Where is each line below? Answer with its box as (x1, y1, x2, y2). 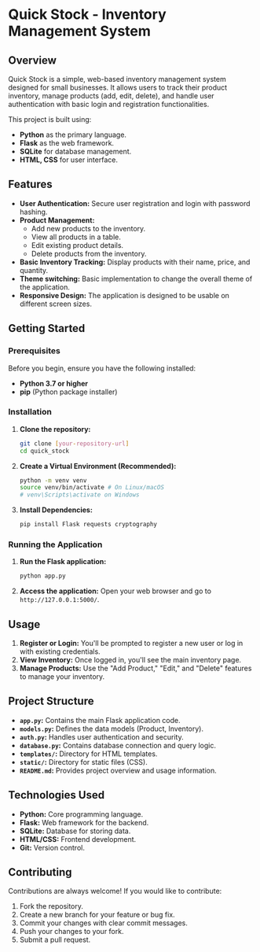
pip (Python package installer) (19, 387, 118, 397)
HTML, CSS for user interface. (19, 155, 118, 164)
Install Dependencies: (19, 505, 93, 515)
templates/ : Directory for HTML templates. (19, 749, 158, 758)
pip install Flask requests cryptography (19, 521, 157, 529)
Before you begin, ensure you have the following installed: (8, 363, 196, 373)
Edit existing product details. (31, 240, 124, 249)
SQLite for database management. (19, 147, 132, 156)
